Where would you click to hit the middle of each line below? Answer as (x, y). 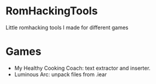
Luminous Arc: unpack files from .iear (60, 74)
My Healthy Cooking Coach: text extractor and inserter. (82, 68)
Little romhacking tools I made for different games (67, 27)
